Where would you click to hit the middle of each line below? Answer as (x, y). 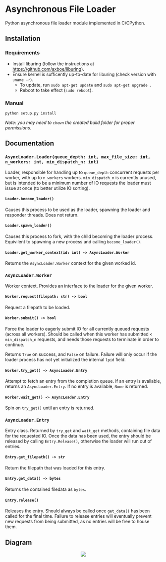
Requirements (23, 53)
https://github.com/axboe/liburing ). (48, 69)
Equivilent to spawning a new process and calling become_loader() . (74, 242)
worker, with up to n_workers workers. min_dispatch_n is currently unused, (81, 177)
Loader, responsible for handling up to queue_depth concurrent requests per (82, 172)
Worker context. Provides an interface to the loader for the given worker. (79, 286)
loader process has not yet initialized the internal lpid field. (65, 359)
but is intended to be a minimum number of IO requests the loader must (78, 183)
